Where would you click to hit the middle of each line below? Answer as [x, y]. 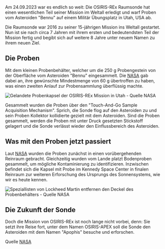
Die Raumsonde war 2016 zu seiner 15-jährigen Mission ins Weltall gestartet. [83, 27]
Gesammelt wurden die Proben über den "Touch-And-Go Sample [71, 105]
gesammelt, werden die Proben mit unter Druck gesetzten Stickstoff [74, 121]
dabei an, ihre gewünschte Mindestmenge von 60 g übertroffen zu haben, [80, 80]
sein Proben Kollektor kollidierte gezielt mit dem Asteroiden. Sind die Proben [82, 115]
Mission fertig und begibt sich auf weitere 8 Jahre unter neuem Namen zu [80, 37]
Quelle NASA [18, 242]
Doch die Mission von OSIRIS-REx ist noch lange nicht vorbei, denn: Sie [78, 222]
